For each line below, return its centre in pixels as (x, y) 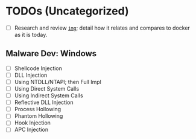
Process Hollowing (38, 109)
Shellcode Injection (38, 68)
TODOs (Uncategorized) (67, 11)
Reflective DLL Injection (44, 102)
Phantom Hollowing (39, 116)
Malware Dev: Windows (51, 53)
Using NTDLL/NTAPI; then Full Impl (58, 82)
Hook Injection (32, 123)
